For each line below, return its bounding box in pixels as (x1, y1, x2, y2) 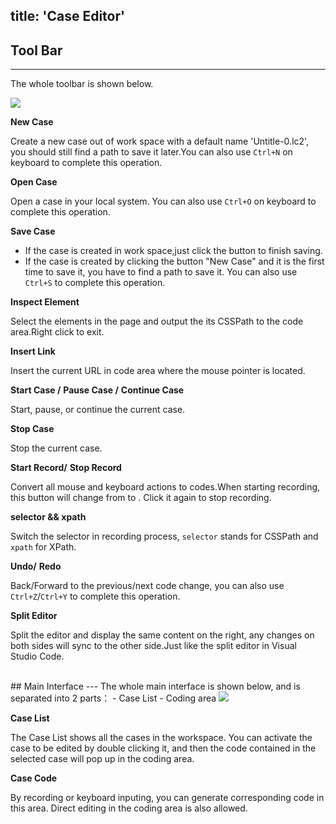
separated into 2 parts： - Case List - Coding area (10, 692, 217, 704)
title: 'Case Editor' (10, 8, 126, 25)
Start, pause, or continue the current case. (10, 404, 186, 416)
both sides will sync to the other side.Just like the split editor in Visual (10, 640, 297, 652)
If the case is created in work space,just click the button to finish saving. (24, 245, 323, 257)
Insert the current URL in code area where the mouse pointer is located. (10, 365, 306, 377)
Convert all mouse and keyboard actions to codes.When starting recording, (10, 481, 321, 493)
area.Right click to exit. (10, 326, 105, 338)
